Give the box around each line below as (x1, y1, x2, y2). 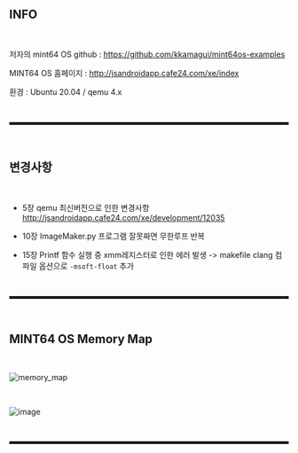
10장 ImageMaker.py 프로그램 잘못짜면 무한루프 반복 (21, 230, 206, 241)
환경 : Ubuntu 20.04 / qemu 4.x (9, 86, 122, 97)
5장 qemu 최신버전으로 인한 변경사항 (21, 202, 150, 213)
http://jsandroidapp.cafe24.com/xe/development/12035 (21, 212, 225, 223)
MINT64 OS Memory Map (9, 332, 153, 347)
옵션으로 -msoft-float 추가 (38, 261, 135, 271)
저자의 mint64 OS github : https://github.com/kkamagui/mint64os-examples (9, 49, 286, 59)
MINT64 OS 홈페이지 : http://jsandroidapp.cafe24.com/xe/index (9, 67, 239, 78)
